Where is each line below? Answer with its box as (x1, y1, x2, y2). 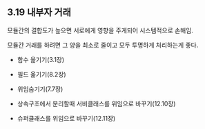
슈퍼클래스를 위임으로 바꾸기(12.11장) (17, 114, 116, 122)
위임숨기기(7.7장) (17, 85, 64, 93)
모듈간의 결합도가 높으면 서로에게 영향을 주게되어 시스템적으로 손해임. (7, 26, 193, 34)
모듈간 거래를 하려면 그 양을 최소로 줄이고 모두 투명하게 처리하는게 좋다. (7, 41, 199, 49)
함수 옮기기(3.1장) (17, 55, 65, 63)
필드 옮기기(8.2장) (17, 70, 67, 78)
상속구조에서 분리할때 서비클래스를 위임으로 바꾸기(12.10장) (17, 99, 176, 108)
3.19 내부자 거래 (7, 6, 71, 19)
